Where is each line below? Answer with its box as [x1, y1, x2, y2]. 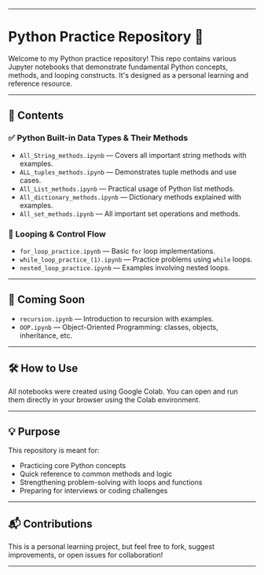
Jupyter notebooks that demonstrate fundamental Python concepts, [8, 62, 229, 71]
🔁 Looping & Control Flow [8, 229, 106, 240]
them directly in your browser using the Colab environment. [8, 394, 200, 405]
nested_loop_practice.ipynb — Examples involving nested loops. [19, 262, 230, 272]
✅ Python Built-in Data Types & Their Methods [8, 133, 189, 144]
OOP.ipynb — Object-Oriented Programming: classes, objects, [19, 322, 218, 331]
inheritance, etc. [19, 331, 73, 340]
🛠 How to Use [8, 362, 79, 375]
